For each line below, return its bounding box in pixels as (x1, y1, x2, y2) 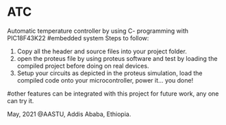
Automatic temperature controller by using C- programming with (7, 27, 189, 35)
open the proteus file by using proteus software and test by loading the (16, 54, 218, 62)
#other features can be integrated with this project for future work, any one (7, 89, 219, 98)
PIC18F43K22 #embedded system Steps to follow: (7, 33, 149, 42)
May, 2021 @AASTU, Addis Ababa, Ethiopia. (7, 110, 131, 118)
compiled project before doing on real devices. (16, 61, 149, 70)
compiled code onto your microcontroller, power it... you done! (16, 76, 194, 84)
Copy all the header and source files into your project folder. (16, 47, 187, 55)
